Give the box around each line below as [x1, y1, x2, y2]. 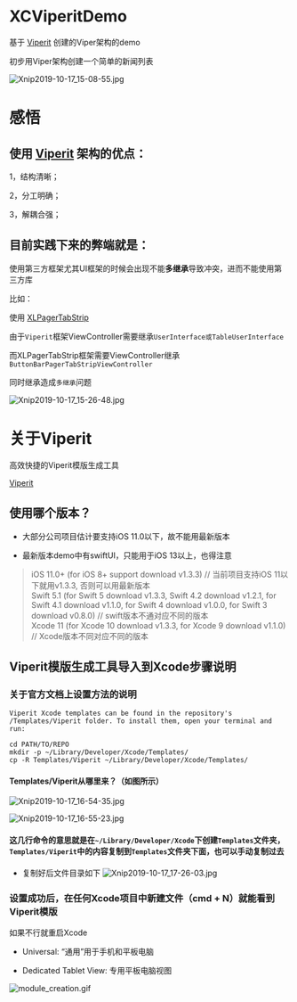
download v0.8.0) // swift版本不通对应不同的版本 [30, 610, 209, 620]
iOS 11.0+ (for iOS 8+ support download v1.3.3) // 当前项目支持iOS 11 [30, 569, 281, 579]
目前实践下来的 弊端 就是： [9, 238, 149, 253]
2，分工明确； [9, 190, 61, 201]
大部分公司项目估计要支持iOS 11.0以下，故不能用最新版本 [21, 530, 230, 541]
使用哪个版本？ [9, 505, 92, 521]
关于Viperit [9, 428, 92, 448]
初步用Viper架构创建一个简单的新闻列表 [9, 55, 154, 66]
